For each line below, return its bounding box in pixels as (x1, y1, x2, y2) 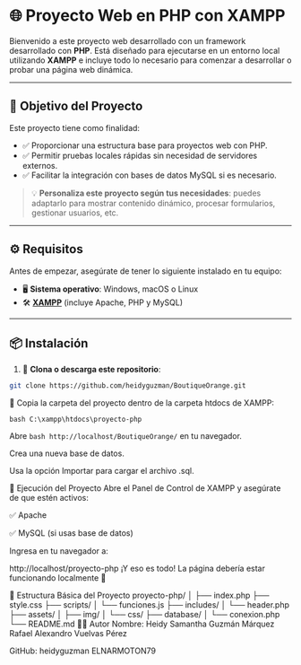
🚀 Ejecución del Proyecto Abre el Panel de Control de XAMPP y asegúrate (9, 483, 281, 494)
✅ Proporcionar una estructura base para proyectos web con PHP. (21, 140, 268, 151)
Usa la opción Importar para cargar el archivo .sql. (9, 466, 194, 477)
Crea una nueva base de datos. (9, 448, 125, 459)
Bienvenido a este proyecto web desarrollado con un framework (9, 35, 246, 46)
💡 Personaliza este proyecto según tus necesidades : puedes (30, 188, 262, 198)
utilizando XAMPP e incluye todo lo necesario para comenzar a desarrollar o (9, 55, 292, 66)
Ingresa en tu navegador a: (9, 546, 109, 556)
